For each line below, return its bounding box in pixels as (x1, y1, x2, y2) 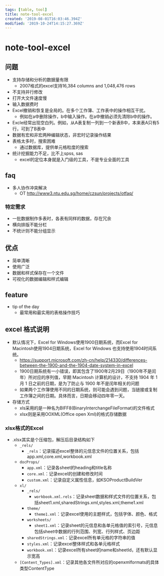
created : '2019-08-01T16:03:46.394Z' (5, 16, 82, 21)
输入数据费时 (12, 101, 38, 107)
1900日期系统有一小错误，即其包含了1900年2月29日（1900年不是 (19, 368, 152, 374)
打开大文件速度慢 (12, 95, 47, 101)
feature (5, 290, 28, 299)
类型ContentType (19, 566, 55, 572)
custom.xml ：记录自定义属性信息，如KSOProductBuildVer (27, 477, 142, 483)
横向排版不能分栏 (12, 222, 47, 228)
